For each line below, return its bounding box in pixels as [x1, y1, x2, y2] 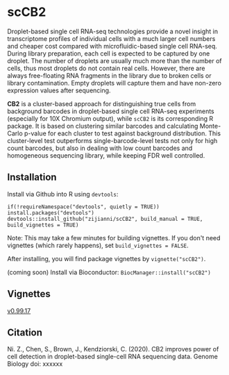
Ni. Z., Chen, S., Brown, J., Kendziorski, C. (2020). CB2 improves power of [7, 345, 219, 353]
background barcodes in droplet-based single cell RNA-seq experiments [7, 107, 214, 115]
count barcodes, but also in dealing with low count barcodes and [7, 144, 193, 152]
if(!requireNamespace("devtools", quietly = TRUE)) [7, 203, 160, 210]
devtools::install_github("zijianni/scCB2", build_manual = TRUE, [7, 215, 203, 222]
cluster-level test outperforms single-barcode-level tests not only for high [7, 136, 218, 144]
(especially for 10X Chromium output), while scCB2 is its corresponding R [7, 114, 214, 122]
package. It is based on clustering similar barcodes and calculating [7, 122, 198, 130]
